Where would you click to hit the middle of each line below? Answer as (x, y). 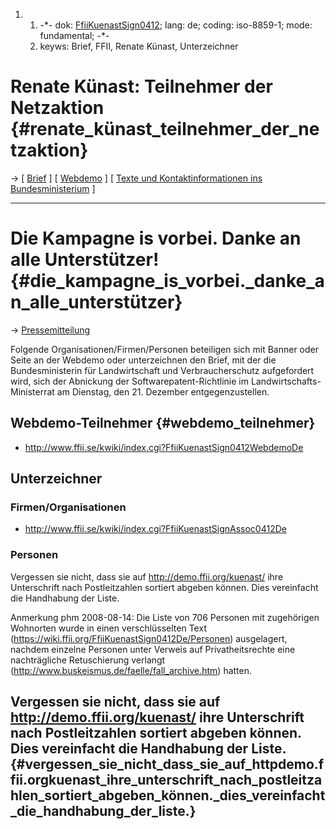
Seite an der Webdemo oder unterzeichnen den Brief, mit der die (143, 360)
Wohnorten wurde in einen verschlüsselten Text (108, 628)
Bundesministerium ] (53, 188)
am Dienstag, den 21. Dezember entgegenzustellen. (163, 391)
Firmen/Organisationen (68, 507)
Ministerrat (32, 391)
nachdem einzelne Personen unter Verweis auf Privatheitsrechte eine (153, 649)
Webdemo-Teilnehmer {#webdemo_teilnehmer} (163, 423)
